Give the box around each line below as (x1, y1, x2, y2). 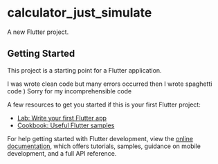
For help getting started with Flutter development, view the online (7, 134, 194, 143)
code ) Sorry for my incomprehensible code (7, 86, 132, 95)
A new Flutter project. (7, 28, 69, 36)
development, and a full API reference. (7, 149, 117, 157)
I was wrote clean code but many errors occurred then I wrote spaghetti (7, 80, 212, 88)
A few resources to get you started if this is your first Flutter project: (7, 100, 201, 109)
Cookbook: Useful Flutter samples (17, 121, 115, 129)
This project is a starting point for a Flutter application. (7, 66, 162, 74)
